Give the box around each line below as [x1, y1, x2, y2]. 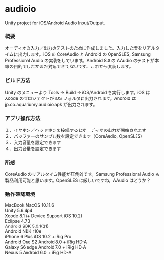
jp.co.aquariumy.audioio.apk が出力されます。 [5, 101, 98, 107]
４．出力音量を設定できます [5, 145, 61, 151]
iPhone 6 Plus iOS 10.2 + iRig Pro [5, 234, 72, 240]
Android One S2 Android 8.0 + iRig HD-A [5, 239, 87, 245]
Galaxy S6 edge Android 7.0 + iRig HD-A [5, 244, 87, 250]
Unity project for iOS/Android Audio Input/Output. [5, 20, 105, 26]
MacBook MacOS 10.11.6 [5, 202, 54, 208]
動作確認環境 [5, 191, 36, 198]
